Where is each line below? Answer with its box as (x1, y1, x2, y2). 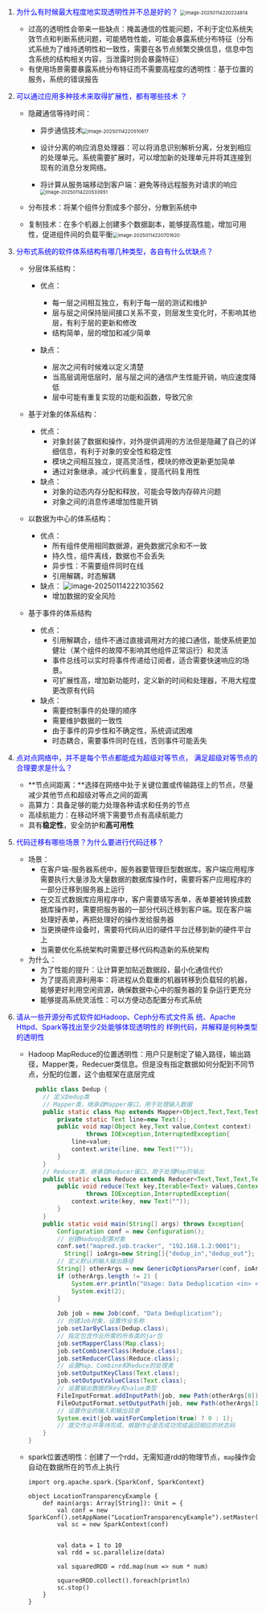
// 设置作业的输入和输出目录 (56, 1406, 141, 1414)
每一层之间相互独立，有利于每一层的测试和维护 (51, 298, 207, 307)
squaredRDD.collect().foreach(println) (56, 1577, 190, 1585)
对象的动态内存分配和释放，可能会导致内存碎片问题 (51, 487, 222, 496)
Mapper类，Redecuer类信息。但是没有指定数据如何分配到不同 (42, 1059, 248, 1069)
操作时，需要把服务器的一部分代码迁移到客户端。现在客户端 (54, 905, 252, 914)
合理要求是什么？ (15, 763, 73, 772)
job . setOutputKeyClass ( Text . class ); (56, 1369, 180, 1378)
